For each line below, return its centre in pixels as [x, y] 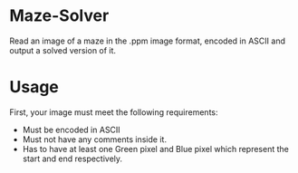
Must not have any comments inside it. [95, 139]
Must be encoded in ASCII [71, 130]
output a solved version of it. [62, 50]
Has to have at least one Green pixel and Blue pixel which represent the [156, 149]
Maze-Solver [59, 16]
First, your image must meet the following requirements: [114, 112]
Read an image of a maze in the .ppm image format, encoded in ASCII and [147, 41]
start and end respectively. [72, 159]
